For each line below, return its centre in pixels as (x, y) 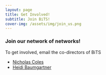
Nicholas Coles (28, 62)
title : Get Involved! (28, 14)
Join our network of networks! (43, 41)
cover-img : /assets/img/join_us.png (43, 24)
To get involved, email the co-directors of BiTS (53, 52)
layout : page (19, 10)
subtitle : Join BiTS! (28, 19)
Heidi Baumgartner (32, 67)
